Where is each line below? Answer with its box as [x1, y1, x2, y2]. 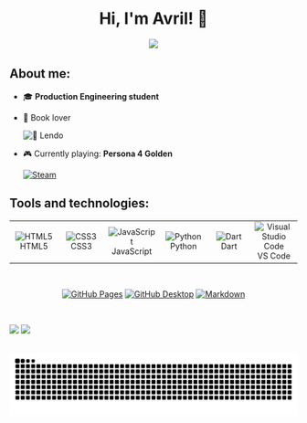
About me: [9, 66, 71, 81]
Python [170, 241, 197, 252]
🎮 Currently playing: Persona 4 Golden [22, 148, 174, 159]
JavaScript [111, 246, 153, 257]
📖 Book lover [22, 111, 71, 122]
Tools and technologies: [9, 196, 150, 211]
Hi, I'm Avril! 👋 [99, 8, 208, 29]
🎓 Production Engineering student [22, 90, 160, 101]
